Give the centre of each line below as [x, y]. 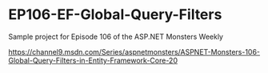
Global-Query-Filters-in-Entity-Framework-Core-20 [93, 60]
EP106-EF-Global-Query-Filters [115, 15]
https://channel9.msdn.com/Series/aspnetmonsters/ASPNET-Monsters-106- [134, 52]
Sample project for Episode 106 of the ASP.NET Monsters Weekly [116, 36]
